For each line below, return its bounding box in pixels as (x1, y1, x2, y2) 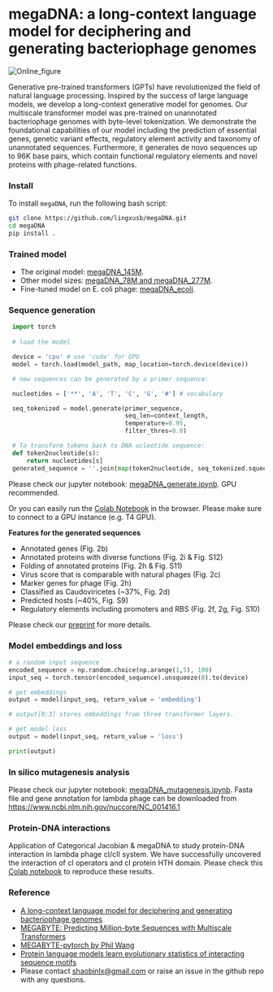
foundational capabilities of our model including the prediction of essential (8, 125, 258, 135)
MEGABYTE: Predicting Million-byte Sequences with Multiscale (19, 923, 232, 933)
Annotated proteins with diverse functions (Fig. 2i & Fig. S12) (19, 552, 223, 561)
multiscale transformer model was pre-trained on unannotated (8, 107, 217, 118)
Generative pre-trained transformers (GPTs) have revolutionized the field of (8, 82, 261, 92)
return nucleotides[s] (26, 457, 104, 465)
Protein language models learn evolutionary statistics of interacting (19, 948, 245, 959)
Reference (8, 887, 50, 899)
